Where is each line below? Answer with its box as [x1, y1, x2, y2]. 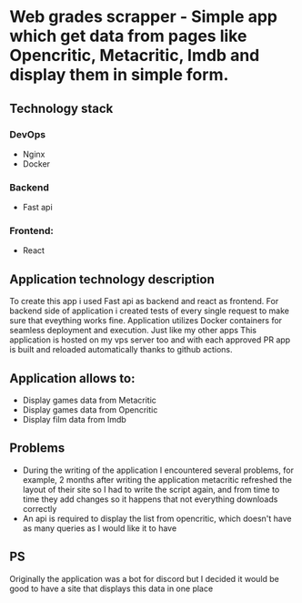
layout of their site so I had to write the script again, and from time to [22, 484, 280, 495]
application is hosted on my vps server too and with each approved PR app [9, 334, 291, 345]
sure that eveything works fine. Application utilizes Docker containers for [9, 315, 283, 326]
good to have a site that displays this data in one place [9, 583, 214, 594]
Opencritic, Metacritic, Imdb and [9, 46, 260, 66]
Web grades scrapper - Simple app [9, 6, 277, 27]
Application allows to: [9, 371, 136, 386]
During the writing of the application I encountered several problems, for [22, 465, 294, 475]
